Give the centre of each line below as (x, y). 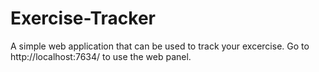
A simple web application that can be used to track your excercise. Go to (160, 46)
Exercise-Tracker (83, 18)
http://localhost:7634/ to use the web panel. (101, 56)
